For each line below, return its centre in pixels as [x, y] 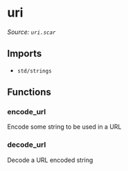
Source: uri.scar [32, 32]
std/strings [34, 71]
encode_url [27, 112]
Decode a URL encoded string [50, 160]
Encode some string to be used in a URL [64, 127]
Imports [25, 54]
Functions [29, 92]
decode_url [27, 145]
